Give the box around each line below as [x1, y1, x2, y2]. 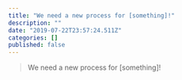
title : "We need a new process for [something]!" [8, 11, 176, 20]
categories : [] [8, 33, 59, 42]
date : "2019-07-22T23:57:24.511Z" [8, 26, 123, 34]
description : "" [8, 19, 62, 27]
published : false [8, 41, 66, 49]
